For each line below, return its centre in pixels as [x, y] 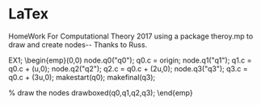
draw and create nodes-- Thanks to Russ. [78, 44]
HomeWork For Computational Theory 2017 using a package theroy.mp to [131, 36]
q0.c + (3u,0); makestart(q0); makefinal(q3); [82, 77]
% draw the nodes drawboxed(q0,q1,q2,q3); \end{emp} [101, 92]
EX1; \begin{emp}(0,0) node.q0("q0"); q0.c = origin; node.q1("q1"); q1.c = [130, 60]
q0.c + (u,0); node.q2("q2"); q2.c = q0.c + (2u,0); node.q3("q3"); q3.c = [128, 68]
